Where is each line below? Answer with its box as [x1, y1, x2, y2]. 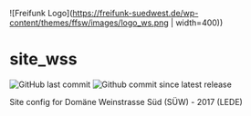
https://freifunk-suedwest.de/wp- [72, 8, 199, 18]
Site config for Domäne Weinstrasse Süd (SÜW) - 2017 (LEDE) [9, 96, 244, 107]
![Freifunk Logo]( [9, 8, 73, 18]
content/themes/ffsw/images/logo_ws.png [9, 17, 169, 28]
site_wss [9, 49, 78, 70]
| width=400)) [170, 17, 224, 28]
